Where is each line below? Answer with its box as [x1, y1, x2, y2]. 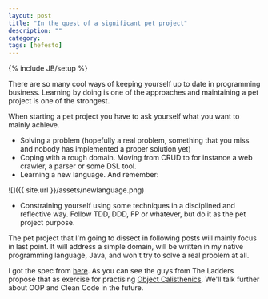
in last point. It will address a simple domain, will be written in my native [8, 242, 244, 252]
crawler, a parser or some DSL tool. [19, 161, 138, 171]
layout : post [8, 11, 52, 20]
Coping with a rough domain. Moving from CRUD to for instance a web [19, 153, 254, 163]
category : [8, 34, 42, 42]
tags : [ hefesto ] [8, 42, 62, 50]
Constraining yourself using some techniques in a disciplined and [19, 201, 236, 211]
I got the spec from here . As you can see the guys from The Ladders [8, 266, 234, 276]
